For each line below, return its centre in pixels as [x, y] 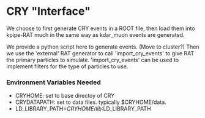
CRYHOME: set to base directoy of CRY [65, 96]
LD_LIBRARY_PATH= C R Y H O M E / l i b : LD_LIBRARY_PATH [83, 109]
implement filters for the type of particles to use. [67, 66]
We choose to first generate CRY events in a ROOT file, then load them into [101, 28]
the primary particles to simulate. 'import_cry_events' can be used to [93, 60]
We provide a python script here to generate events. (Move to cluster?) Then [103, 47]
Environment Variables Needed [54, 82]
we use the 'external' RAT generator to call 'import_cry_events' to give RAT [100, 53]
